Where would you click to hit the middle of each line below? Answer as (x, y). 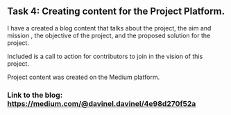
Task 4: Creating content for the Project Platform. (116, 11)
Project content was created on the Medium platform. (84, 77)
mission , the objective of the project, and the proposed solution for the (109, 35)
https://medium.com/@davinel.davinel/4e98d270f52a (102, 103)
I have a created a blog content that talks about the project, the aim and (109, 28)
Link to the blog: (35, 95)
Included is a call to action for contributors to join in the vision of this (105, 56)
